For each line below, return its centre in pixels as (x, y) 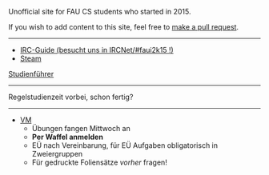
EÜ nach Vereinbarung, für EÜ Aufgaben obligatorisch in (125, 145)
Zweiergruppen (57, 154)
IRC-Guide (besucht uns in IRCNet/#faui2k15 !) (96, 50)
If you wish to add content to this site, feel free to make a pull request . (123, 27)
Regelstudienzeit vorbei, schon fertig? (71, 97)
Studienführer (31, 74)
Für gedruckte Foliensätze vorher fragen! (100, 162)
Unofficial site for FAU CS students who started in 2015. (100, 12)
